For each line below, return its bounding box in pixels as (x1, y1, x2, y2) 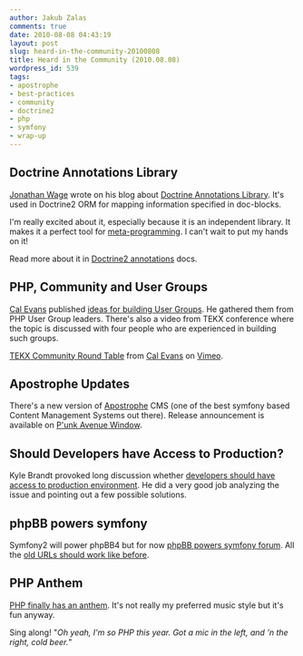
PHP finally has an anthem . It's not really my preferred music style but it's (9, 600, 284, 611)
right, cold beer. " (9, 636, 73, 647)
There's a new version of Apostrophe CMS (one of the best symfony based (9, 400, 290, 411)
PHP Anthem (9, 575, 83, 591)
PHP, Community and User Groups (9, 279, 209, 295)
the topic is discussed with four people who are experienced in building (9, 323, 277, 334)
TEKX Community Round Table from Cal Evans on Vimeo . (9, 350, 224, 361)
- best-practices (9, 89, 75, 98)
